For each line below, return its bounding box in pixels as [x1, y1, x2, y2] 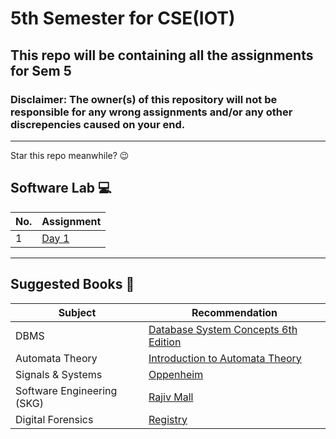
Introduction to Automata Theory [148, 351, 302, 365]
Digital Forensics [15, 412, 94, 426]
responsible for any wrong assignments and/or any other [10, 105, 293, 119]
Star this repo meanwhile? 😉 [10, 149, 130, 161]
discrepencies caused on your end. [10, 117, 186, 131]
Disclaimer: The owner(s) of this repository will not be [10, 92, 278, 106]
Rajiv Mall [148, 390, 194, 404]
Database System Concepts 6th [148, 322, 298, 336]
